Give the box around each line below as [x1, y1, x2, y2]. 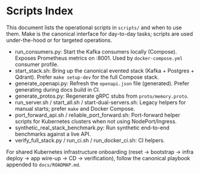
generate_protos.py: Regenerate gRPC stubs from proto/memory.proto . [14, 92, 189, 100]
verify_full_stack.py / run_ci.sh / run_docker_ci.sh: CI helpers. [14, 136, 165, 144]
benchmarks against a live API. [14, 130, 91, 138]
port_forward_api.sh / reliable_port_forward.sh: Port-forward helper [14, 111, 180, 119]
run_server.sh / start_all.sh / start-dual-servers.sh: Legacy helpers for [14, 98, 186, 105]
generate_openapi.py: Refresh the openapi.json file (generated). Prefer [14, 79, 190, 87]
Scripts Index [6, 4, 73, 18]
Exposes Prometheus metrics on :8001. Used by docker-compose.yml [14, 54, 183, 61]
